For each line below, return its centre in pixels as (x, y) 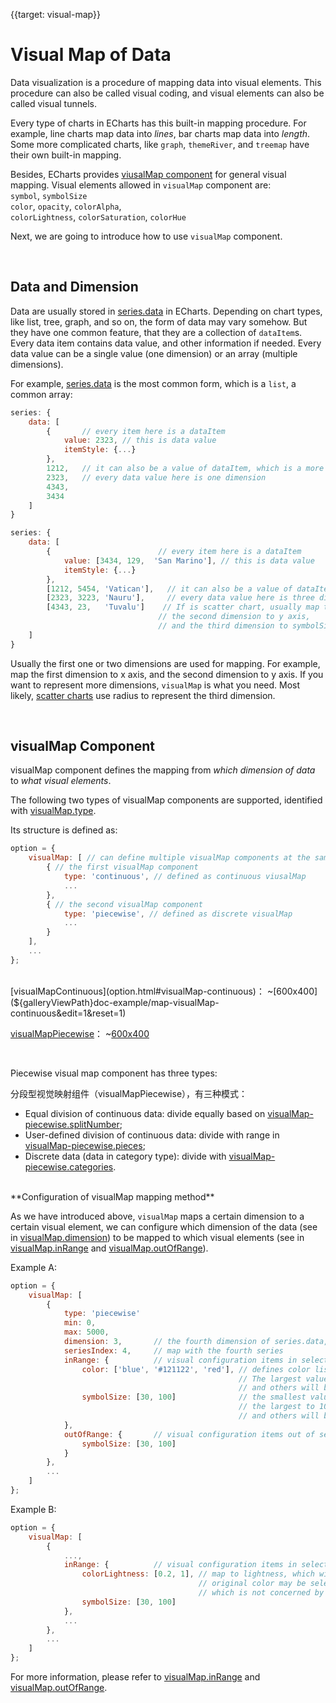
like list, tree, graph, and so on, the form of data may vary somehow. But (159, 321)
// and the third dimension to (223, 626)
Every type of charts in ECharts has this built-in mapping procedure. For (158, 123)
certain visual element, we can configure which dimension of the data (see (164, 1226)
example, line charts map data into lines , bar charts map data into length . (160, 133)
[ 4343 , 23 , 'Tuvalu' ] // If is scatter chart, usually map (183, 607)
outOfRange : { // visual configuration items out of (189, 1434)
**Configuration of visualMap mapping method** (112, 1196)
